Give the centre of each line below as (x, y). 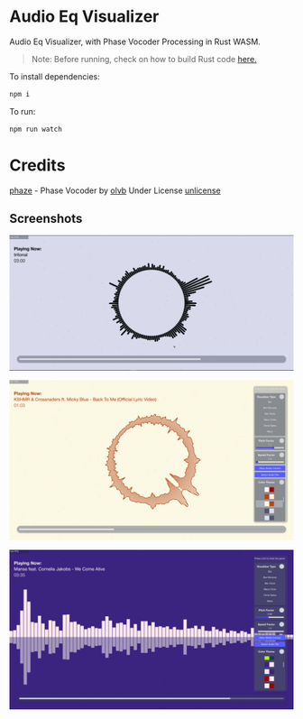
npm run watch (36, 129)
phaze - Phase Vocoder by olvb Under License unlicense (115, 190)
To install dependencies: (55, 76)
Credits (37, 165)
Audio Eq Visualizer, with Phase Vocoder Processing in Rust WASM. (135, 41)
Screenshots (46, 219)
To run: (23, 111)
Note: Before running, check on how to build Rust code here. (144, 59)
